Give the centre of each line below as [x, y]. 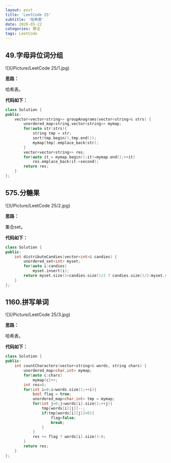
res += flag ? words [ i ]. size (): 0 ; [69, 437]
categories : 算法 [23, 29]
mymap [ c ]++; [45, 380]
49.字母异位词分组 [34, 56]
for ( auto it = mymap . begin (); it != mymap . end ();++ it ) [80, 157]
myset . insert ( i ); [51, 271]
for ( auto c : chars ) [43, 375]
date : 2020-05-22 [24, 24]
